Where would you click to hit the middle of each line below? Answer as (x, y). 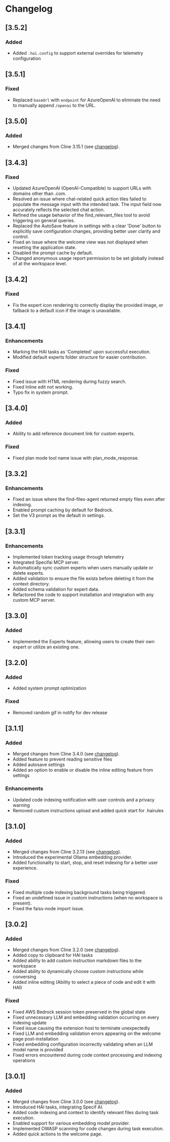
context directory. (31, 583)
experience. (25, 868)
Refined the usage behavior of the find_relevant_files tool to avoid (81, 215)
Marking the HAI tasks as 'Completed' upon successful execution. (82, 352)
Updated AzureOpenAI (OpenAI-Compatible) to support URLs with (82, 188)
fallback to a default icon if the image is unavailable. (67, 310)
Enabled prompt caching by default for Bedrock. (63, 510)
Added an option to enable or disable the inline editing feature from (83, 770)
